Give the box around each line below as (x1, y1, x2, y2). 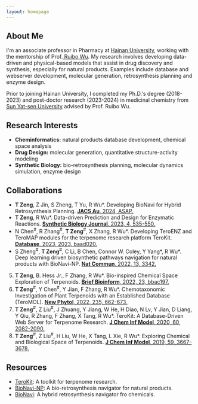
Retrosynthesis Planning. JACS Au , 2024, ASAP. (14, 208, 134, 215)
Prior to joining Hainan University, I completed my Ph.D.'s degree (6, 90, 165, 98)
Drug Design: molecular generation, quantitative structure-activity (14, 149, 178, 156)
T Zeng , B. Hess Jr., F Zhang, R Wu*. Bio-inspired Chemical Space (14, 272, 178, 279)
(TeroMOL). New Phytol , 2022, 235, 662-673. (14, 299, 128, 306)
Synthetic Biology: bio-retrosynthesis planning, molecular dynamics (14, 162, 184, 169)
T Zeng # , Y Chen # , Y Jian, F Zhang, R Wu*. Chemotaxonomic (14, 285, 165, 293)
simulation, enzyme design (14, 168, 81, 175)
